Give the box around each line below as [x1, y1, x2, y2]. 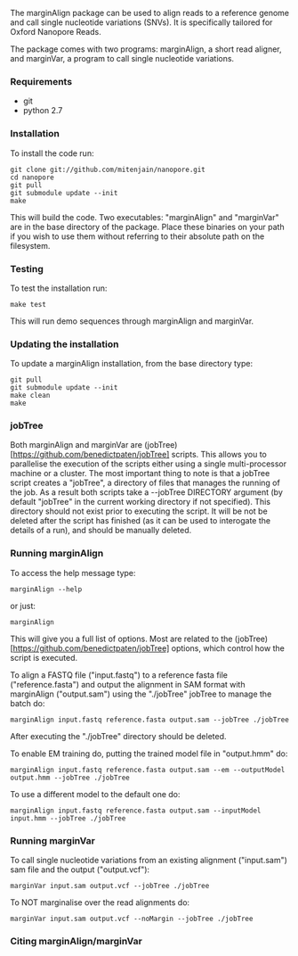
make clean [10, 391, 51, 400]
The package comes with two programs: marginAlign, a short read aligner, [10, 44, 283, 54]
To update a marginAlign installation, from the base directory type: [10, 358, 253, 369]
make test [10, 300, 47, 309]
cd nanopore [10, 173, 54, 182]
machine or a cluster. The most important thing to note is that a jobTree [10, 468, 270, 479]
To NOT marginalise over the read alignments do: [10, 897, 190, 908]
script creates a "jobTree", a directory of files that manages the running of [10, 477, 281, 489]
